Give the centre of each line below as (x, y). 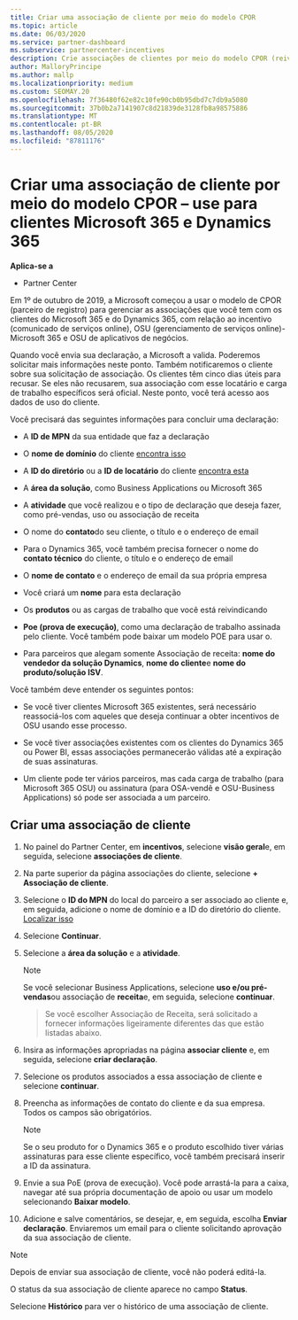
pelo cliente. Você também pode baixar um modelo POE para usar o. (147, 636)
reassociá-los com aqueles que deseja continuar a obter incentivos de (151, 716)
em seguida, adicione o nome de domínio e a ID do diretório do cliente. (152, 909)
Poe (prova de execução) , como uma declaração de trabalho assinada (152, 626)
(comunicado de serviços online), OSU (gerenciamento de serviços (133, 328)
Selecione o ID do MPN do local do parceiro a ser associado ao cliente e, (156, 899)
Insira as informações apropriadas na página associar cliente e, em (146, 1050)
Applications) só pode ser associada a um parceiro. (117, 797)
